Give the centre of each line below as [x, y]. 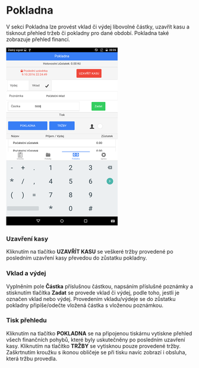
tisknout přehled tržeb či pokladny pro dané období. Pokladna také [88, 33]
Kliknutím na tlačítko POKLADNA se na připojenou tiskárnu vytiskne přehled [99, 333]
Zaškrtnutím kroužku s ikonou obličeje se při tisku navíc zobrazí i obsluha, [97, 352]
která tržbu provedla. [32, 359]
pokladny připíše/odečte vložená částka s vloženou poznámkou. [85, 305]
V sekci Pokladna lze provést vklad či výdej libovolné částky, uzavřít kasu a [98, 27]
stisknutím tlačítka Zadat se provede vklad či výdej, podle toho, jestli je [93, 292]
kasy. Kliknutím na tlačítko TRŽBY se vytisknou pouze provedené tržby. [94, 346]
